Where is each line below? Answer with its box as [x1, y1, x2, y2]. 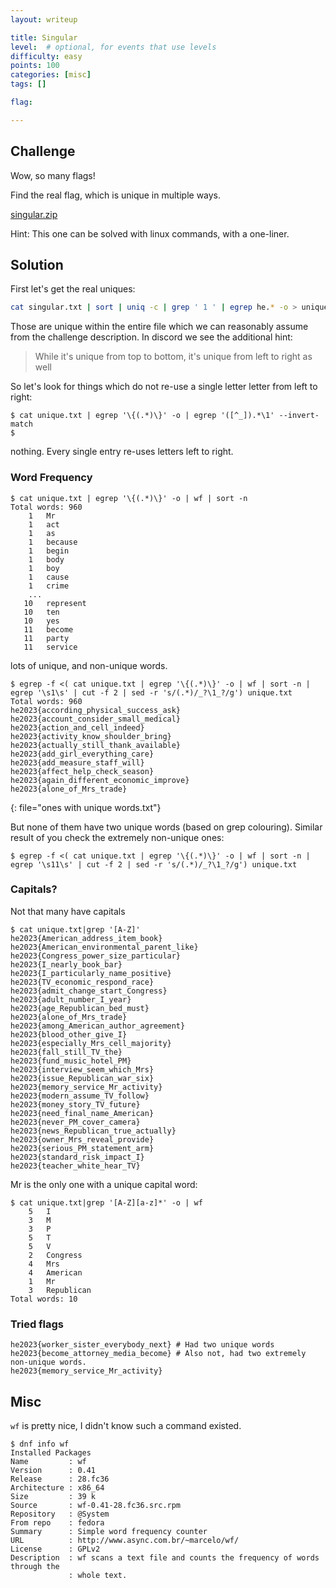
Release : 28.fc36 [10, 1474, 110, 1484]
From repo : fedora [10, 1517, 105, 1528]
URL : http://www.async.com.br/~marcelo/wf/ [10, 1535, 240, 1545]
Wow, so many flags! [10, 169, 96, 181]
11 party [23, 633, 70, 643]
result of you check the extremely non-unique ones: [10, 831, 225, 843]
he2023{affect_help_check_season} [10, 766, 155, 776]
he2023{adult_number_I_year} [10, 994, 132, 1005]
